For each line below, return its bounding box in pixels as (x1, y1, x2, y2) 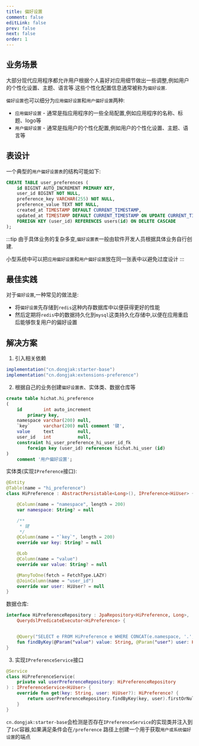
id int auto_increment (17, 407, 92, 413)
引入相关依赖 (14, 355, 46, 362)
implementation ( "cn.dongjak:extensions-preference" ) (6, 372, 139, 378)
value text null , (17, 429, 92, 435)
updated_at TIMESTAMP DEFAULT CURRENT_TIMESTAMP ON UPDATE (17, 212, 166, 219)
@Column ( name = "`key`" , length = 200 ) (17, 534, 115, 540)
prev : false (6, 25, 36, 32)
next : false (6, 31, 36, 37)
